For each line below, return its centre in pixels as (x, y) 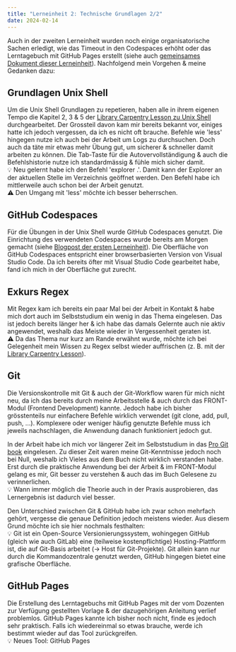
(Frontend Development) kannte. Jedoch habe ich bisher (110, 408)
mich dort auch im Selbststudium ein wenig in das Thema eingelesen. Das (115, 316)
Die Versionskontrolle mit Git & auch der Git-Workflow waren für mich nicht (116, 393)
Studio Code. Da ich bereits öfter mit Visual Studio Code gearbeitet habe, (114, 262)
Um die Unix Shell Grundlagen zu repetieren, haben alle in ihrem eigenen (113, 109)
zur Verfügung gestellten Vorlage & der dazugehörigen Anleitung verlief (112, 610)
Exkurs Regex (38, 291)
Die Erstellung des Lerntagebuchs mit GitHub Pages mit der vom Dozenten (116, 603)
